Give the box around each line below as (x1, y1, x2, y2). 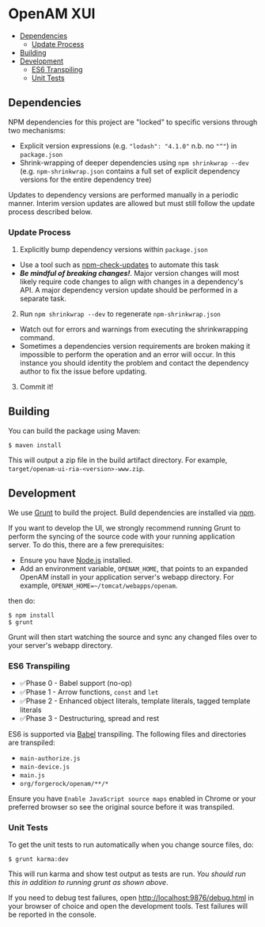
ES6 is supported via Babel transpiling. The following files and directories (8, 729, 247, 738)
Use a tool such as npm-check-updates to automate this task (19, 260, 219, 270)
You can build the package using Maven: (8, 426, 141, 435)
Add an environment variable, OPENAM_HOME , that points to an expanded (19, 564, 248, 573)
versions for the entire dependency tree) (19, 174, 152, 184)
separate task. (19, 294, 67, 304)
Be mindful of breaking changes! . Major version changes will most (19, 269, 240, 278)
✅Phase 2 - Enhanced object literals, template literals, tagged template (19, 695, 251, 706)
